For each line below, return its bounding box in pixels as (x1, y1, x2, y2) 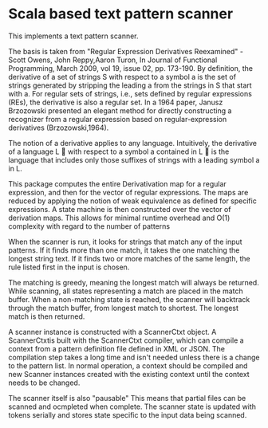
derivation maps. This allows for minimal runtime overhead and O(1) (8, 213, 231, 222)
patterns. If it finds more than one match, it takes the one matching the (8, 245, 240, 255)
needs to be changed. (8, 378, 81, 387)
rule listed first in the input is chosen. (8, 262, 130, 272)
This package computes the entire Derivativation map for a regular (8, 179, 227, 188)
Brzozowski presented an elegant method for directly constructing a (8, 105, 232, 116)
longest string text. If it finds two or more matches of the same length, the (8, 253, 250, 263)
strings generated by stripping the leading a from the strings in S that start (8, 80, 253, 90)
